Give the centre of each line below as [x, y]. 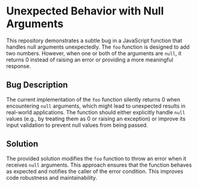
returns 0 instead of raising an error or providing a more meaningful [90, 60]
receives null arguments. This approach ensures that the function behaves [99, 165]
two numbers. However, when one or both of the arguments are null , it [94, 53]
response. [19, 66]
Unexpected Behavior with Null [85, 11]
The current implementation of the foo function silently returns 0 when [93, 99]
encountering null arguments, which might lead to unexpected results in [96, 106]
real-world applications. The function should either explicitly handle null [96, 112]
